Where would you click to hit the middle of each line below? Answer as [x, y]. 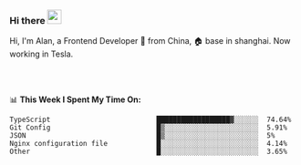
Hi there [27, 20]
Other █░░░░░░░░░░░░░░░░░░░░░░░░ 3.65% [148, 152]
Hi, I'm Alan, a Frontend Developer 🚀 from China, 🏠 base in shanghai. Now [150, 41]
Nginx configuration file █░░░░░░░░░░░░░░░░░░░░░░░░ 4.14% [148, 144]
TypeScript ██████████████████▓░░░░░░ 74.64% [150, 120]
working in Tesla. [42, 54]
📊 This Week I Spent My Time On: [75, 99]
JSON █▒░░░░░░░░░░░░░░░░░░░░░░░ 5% [142, 136]
